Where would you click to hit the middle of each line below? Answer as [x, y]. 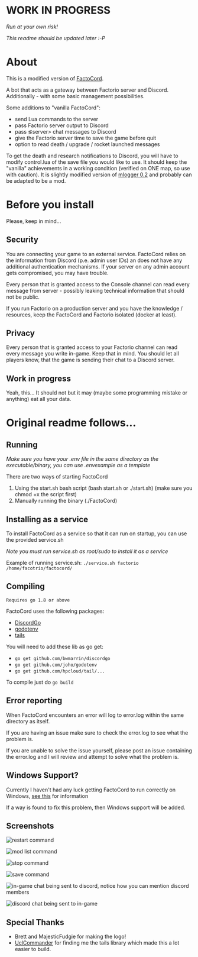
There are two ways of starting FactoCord [57, 477]
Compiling [26, 586]
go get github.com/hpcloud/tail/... [60, 671]
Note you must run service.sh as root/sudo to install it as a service [87, 551]
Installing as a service [47, 519]
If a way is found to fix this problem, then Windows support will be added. [96, 807]
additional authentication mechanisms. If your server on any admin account [98, 266]
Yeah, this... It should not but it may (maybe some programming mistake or [97, 393]
